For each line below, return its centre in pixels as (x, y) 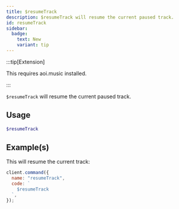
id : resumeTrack (26, 23)
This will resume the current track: (48, 162)
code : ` (21, 184)
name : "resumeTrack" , (38, 178)
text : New (29, 39)
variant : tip (33, 45)
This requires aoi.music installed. (47, 73)
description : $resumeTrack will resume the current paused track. (90, 17)
